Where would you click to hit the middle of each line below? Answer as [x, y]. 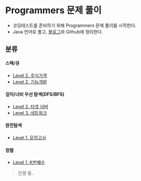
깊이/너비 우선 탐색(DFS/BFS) [35, 94]
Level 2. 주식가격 [30, 75]
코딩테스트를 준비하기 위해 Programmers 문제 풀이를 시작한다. [74, 25]
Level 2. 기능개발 [30, 82]
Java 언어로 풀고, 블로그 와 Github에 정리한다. [58, 31]
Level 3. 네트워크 [30, 113]
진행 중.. [26, 173]
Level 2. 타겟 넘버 [30, 106]
